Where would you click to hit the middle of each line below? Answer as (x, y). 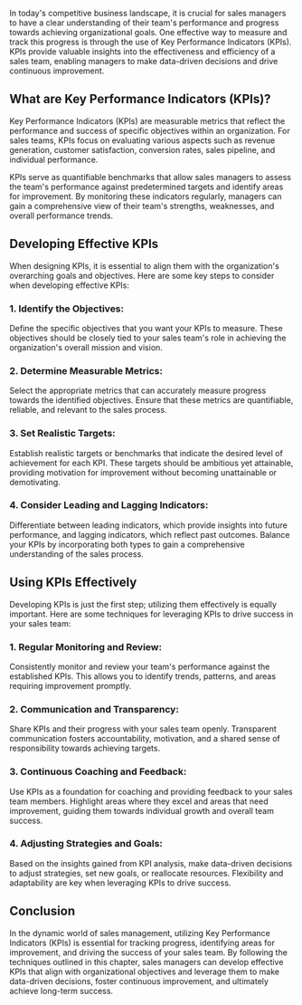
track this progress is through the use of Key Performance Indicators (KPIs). (151, 42)
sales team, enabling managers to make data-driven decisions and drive (144, 61)
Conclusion (42, 911)
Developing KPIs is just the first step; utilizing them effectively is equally (143, 604)
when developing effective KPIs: (69, 285)
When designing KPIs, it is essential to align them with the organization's (145, 265)
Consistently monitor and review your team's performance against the (140, 666)
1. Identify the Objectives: (67, 309)
